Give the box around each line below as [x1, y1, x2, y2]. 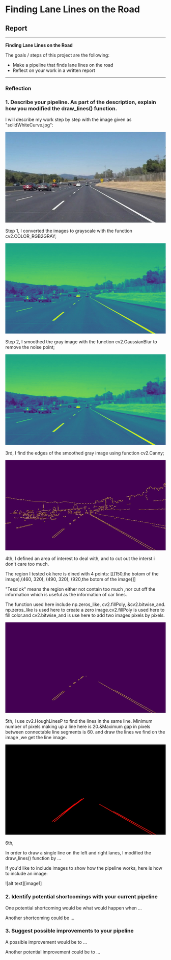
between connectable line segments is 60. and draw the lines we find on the [5, 728, 165, 735]
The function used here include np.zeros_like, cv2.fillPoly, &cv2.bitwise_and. [5, 601, 166, 608]
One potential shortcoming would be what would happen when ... [5, 904, 142, 911]
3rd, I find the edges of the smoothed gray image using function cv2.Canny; [5, 450, 164, 456]
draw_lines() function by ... [5, 855, 62, 862]
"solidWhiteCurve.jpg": [5, 122, 53, 128]
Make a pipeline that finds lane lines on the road [12, 62, 113, 68]
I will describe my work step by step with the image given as [5, 116, 132, 123]
